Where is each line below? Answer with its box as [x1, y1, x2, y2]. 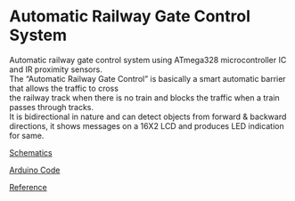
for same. [9, 130, 45, 141]
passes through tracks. [9, 101, 94, 112]
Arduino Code [9, 165, 61, 175]
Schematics [9, 147, 53, 157]
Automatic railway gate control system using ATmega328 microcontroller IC [9, 54, 287, 65]
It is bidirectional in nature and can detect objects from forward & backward [9, 111, 287, 122]
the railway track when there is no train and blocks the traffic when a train [9, 92, 281, 103]
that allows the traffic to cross [9, 83, 119, 93]
